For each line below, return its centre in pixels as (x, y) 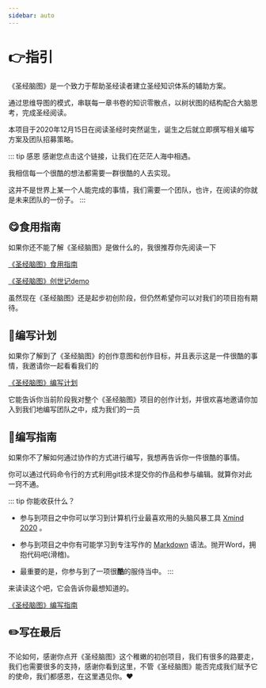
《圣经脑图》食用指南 (43, 264)
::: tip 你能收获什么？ (42, 501)
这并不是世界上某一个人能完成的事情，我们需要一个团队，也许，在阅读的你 (129, 189)
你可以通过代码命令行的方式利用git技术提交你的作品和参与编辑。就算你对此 (130, 474)
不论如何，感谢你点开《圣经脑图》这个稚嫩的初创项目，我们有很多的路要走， (133, 656)
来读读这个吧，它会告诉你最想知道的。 (70, 588)
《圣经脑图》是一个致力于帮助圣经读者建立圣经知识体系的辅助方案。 (119, 86)
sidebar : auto (32, 15)
